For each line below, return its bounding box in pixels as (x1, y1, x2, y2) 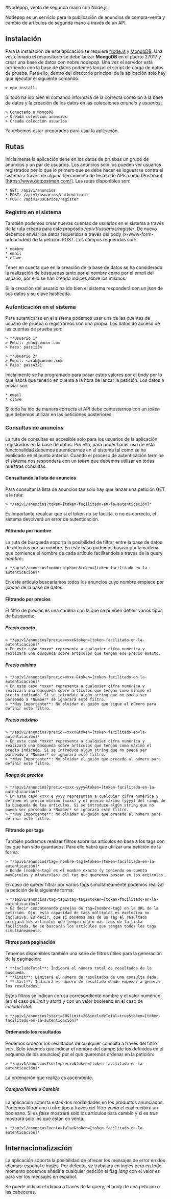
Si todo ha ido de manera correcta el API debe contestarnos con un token (5, 406, 160, 412)
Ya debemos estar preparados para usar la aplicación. (5, 128, 119, 134)
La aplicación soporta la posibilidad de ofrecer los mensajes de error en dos (5, 1157, 165, 1164)
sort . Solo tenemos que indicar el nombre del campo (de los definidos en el (5, 1045, 164, 1052)
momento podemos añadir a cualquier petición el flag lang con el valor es (5, 1168, 160, 1174)
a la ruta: (5, 491, 24, 498)
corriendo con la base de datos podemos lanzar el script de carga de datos (5, 64, 164, 71)
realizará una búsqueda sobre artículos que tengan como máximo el (5, 743, 152, 749)
